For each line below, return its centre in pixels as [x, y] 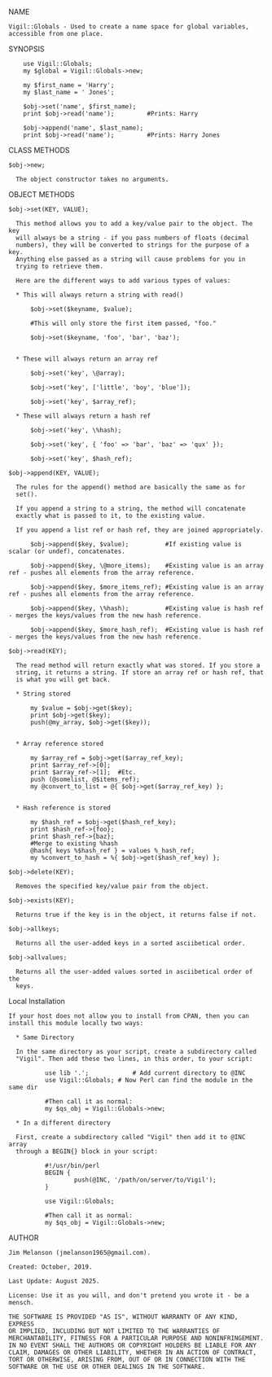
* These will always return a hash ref [83, 416]
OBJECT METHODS [42, 194]
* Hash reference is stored [64, 808]
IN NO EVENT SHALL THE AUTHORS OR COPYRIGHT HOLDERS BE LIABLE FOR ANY [132, 1345]
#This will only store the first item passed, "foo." [123, 323]
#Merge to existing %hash [74, 844]
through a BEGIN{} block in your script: [87, 1151]
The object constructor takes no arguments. [92, 179]
